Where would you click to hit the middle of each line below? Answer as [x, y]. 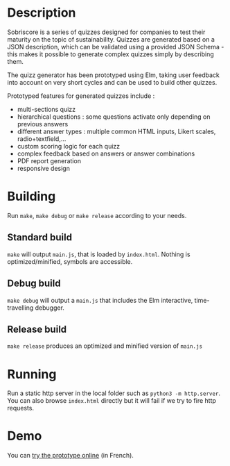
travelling [20, 308]
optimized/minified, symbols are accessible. [70, 261]
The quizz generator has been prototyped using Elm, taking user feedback [114, 75]
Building [32, 197]
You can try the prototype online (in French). [70, 456]
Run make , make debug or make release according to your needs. [97, 215]
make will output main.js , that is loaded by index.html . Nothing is [99, 254]
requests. [21, 408]
